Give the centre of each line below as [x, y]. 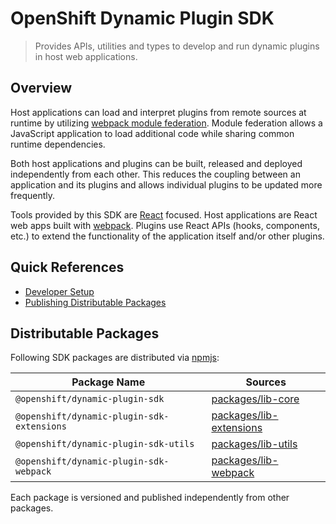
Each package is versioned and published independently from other [150, 498]
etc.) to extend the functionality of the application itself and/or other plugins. [167, 236]
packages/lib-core [255, 399]
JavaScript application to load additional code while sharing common [152, 133]
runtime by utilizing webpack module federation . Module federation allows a [166, 123]
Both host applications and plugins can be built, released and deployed [156, 163]
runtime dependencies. [58, 144]
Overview [41, 88]
